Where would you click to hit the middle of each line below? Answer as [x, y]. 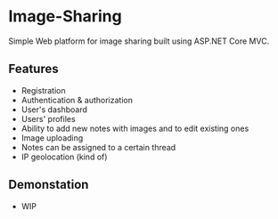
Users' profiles [49, 118]
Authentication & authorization [77, 100]
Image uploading [52, 138]
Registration [43, 90]
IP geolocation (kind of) [64, 157]
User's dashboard [54, 109]
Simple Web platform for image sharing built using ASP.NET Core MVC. [139, 41]
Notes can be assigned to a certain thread [98, 147]
